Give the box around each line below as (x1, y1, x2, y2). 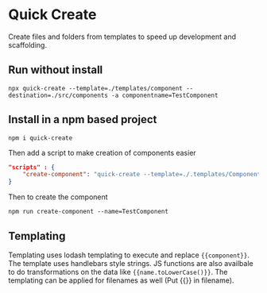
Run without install (8, 64, 103, 77)
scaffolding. (8, 40, 48, 49)
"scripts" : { (8, 163, 56, 172)
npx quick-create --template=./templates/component (8, 84, 183, 92)
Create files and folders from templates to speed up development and (8, 32, 237, 41)
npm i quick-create (8, 133, 73, 142)
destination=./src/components (8, 91, 109, 99)
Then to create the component (8, 192, 109, 202)
